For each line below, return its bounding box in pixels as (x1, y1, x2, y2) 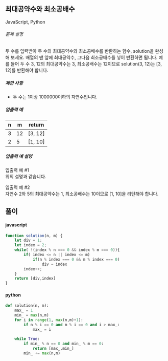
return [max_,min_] (32, 346, 74, 351)
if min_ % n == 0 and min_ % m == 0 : (23, 341, 104, 347)
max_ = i (32, 327, 52, 332)
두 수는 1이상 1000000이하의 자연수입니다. (12, 94, 98, 100)
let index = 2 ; (14, 243, 47, 248)
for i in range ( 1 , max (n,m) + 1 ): (14, 317, 83, 323)
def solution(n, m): (5, 303, 50, 308)
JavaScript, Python (5, 18, 45, 25)
